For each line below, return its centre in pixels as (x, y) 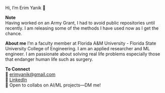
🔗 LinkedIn (16, 80)
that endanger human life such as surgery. (49, 59)
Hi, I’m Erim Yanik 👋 (25, 8)
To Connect (18, 69)
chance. (14, 33)
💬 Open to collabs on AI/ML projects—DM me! (53, 85)
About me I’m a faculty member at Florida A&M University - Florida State (81, 43)
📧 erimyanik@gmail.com (30, 74)
